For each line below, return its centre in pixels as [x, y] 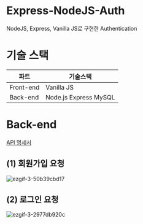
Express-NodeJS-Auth [66, 11]
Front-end [25, 87]
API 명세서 [19, 142]
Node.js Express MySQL [80, 97]
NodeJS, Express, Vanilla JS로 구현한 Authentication [72, 28]
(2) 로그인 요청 [33, 200]
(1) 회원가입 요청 [36, 164]
